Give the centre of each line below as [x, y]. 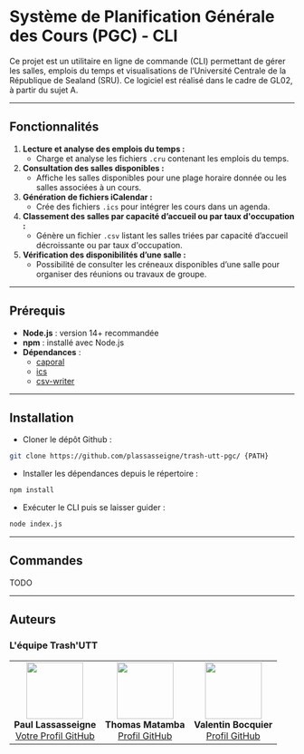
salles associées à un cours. [89, 187]
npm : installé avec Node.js [73, 343]
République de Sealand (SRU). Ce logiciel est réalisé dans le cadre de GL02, [151, 80]
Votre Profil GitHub [55, 736]
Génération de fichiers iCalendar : [87, 197]
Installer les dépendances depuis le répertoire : [110, 474]
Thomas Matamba [145, 724]
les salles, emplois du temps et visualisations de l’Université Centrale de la [148, 71]
